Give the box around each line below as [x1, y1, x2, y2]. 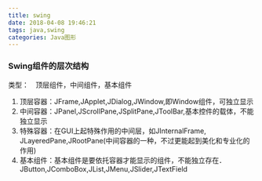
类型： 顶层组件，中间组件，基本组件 [8, 80, 132, 89]
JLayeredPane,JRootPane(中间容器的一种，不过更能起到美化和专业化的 [19, 136, 250, 145]
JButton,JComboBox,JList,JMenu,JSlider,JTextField [19, 164, 188, 173]
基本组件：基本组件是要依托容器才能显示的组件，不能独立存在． [19, 155, 226, 165]
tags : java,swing [8, 26, 65, 34]
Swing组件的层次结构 [8, 60, 89, 71]
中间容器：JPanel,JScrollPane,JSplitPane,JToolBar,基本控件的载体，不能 [19, 107, 254, 116]
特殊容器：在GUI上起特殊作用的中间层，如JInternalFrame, [19, 126, 206, 136]
